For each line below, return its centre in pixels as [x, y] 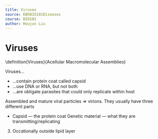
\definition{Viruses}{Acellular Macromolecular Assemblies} [66, 62]
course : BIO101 [21, 19]
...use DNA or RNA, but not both [45, 86]
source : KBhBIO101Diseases [33, 14]
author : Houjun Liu [25, 24]
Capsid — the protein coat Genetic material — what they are [74, 116]
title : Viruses [21, 10]
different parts [20, 107]
